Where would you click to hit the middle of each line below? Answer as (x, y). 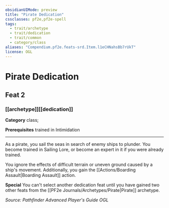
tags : (11, 24)
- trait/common (26, 38)
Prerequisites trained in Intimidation (43, 130)
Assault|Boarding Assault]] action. (41, 175)
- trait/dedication (30, 33)
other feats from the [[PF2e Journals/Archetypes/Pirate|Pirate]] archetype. (82, 190)
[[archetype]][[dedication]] (39, 109)
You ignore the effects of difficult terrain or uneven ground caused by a (79, 165)
